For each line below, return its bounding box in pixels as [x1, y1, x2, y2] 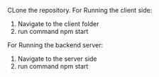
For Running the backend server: [7, 41, 104, 49]
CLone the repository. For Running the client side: [7, 6, 153, 14]
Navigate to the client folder [17, 20, 99, 28]
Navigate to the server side [17, 54, 97, 63]
